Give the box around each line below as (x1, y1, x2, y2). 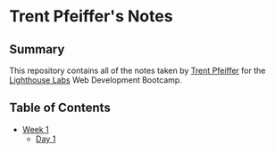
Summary (9, 42, 65, 57)
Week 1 (21, 124, 49, 134)
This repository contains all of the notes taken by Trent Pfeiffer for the (9, 65, 266, 76)
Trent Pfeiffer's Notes (9, 6, 173, 27)
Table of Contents (9, 101, 112, 116)
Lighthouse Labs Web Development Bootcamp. (9, 75, 183, 85)
